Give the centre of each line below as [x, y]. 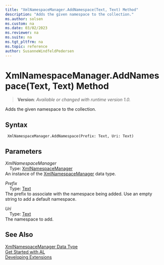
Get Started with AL [25, 252]
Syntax [16, 125]
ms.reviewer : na [22, 33]
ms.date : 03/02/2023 [27, 28]
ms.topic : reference [27, 46]
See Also [19, 235]
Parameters [24, 151]
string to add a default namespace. [41, 199]
